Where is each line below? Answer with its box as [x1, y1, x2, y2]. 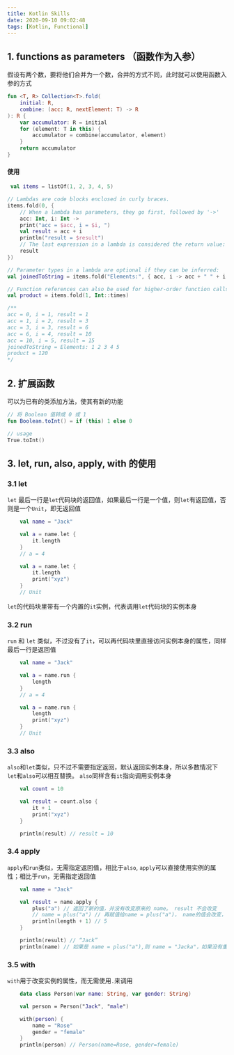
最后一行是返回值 [7, 646, 56, 654]
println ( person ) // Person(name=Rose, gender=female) [19, 1042, 179, 1049]
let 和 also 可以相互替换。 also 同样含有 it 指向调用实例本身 [7, 772, 172, 780]
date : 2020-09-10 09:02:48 [7, 17, 86, 24]
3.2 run [7, 620, 33, 630]
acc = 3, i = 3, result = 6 [7, 324, 89, 331]
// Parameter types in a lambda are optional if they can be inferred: [7, 266, 219, 274]
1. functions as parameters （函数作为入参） [7, 50, 201, 63]
